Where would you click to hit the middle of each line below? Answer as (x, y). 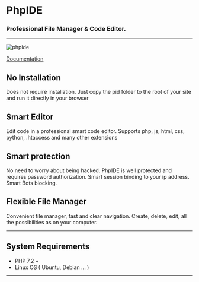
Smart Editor (30, 117)
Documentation (25, 59)
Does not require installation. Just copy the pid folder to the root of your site (99, 92)
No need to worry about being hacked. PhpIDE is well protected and (89, 170)
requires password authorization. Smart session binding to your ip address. (98, 176)
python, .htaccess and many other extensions (62, 138)
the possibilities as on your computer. (52, 222)
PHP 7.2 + (27, 261)
